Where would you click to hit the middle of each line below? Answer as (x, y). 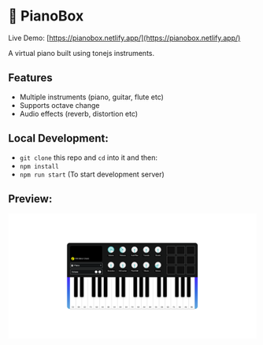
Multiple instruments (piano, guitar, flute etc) (91, 97)
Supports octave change (59, 105)
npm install (39, 166)
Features (30, 78)
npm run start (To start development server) (92, 174)
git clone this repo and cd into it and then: (89, 158)
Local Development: (58, 138)
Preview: (30, 199)
